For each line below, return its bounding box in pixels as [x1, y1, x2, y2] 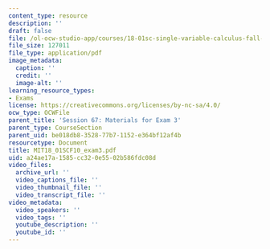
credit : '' [15, 71, 52, 80]
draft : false [8, 27, 52, 35]
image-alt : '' [15, 79, 63, 87]
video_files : [8, 161, 52, 169]
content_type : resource [8, 11, 88, 20]
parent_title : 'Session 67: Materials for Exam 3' [8, 116, 182, 124]
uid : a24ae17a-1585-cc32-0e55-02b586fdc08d [8, 153, 157, 161]
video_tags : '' [15, 214, 67, 222]
